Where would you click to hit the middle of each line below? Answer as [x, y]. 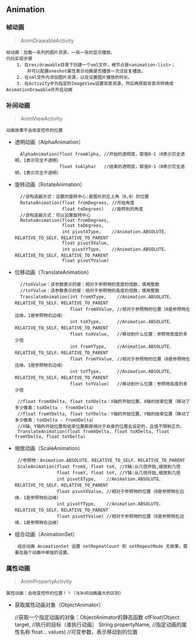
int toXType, [86, 321]
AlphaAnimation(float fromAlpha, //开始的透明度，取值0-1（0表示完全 [100, 154]
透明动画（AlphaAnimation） [49, 142]
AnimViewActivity [41, 118]
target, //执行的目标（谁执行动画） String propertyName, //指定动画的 [98, 625]
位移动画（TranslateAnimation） [53, 272]
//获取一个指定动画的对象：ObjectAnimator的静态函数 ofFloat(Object [97, 618]
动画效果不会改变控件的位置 [35, 130]
